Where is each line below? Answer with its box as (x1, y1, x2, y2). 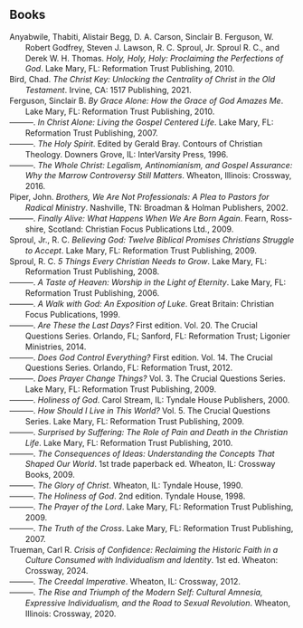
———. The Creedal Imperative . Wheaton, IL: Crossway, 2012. (9, 576, 241, 587)
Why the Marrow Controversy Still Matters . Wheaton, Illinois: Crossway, (25, 170, 292, 181)
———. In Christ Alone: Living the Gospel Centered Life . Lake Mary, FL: (9, 117, 274, 128)
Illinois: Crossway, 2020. (25, 608, 117, 619)
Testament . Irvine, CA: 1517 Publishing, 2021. (25, 85, 192, 96)
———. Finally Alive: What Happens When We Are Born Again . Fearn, (9, 213, 269, 224)
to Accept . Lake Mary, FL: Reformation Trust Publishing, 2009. (25, 244, 258, 256)
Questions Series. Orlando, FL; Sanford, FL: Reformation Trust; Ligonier (25, 330, 291, 341)
